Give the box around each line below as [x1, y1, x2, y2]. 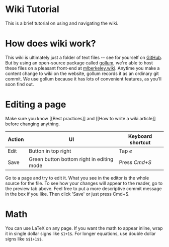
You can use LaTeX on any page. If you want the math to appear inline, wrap [5, 225, 163, 231]
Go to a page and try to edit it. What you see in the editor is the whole [5, 175, 149, 181]
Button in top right [28, 147, 71, 154]
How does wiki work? [5, 38, 97, 49]
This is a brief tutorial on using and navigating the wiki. [5, 20, 119, 26]
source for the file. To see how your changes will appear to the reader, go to [5, 180, 163, 186]
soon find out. [5, 81, 34, 87]
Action [8, 136, 24, 143]
